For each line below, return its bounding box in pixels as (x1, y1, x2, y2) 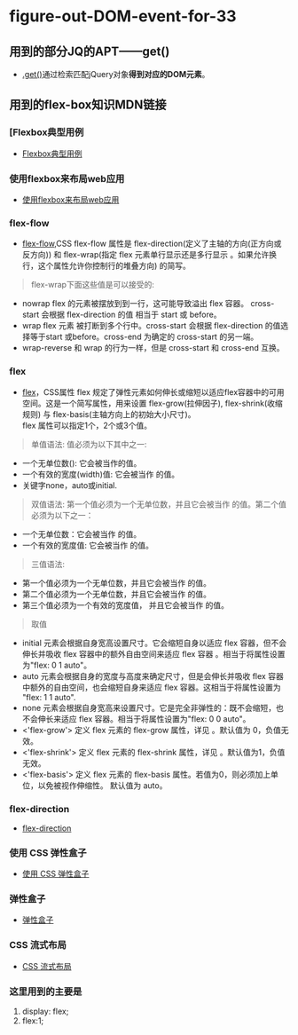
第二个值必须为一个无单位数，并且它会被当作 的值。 (21, 589, 211, 599)
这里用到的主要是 (9, 985, 82, 998)
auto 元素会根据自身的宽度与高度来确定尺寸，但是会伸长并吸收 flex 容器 (21, 670, 284, 681)
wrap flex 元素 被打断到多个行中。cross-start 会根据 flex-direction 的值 (21, 320, 281, 331)
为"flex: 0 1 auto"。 (21, 660, 92, 670)
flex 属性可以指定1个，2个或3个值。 (21, 420, 153, 431)
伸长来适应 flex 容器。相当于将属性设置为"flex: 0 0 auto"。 (37, 713, 251, 724)
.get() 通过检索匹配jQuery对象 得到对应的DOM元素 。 (21, 69, 210, 79)
